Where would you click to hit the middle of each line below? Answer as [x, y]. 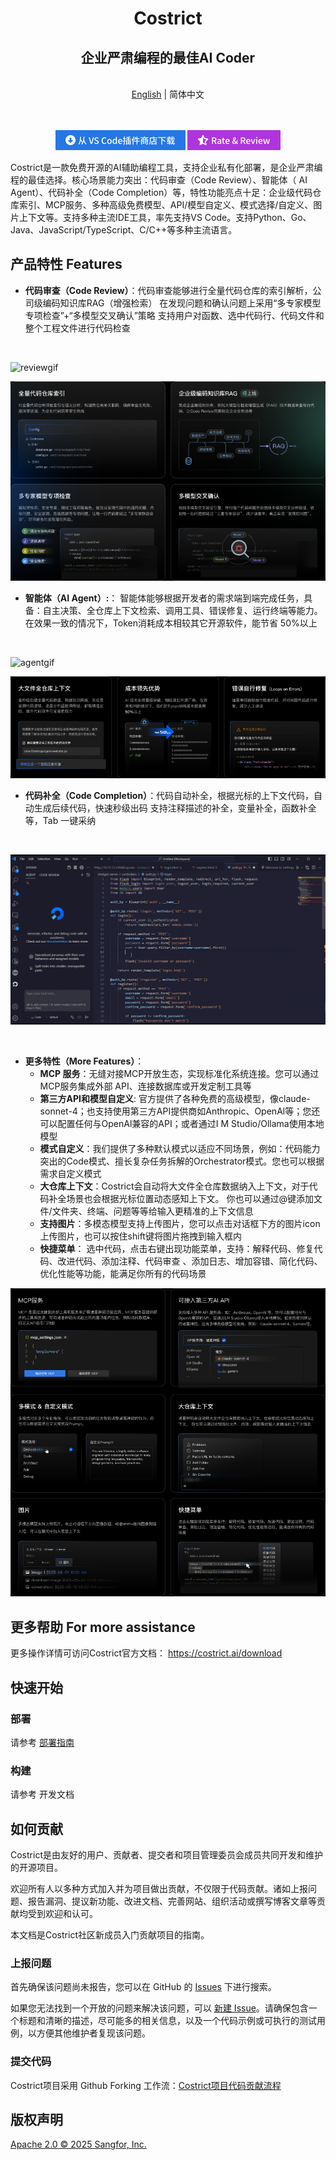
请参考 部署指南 [42, 1742]
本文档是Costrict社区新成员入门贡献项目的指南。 [110, 1935]
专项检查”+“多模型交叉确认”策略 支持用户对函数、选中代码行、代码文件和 [174, 315]
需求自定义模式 [70, 1173]
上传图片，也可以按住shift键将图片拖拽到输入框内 [140, 1236]
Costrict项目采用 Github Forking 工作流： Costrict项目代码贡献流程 [146, 2085]
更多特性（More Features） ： [84, 1061]
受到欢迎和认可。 [62, 1914]
